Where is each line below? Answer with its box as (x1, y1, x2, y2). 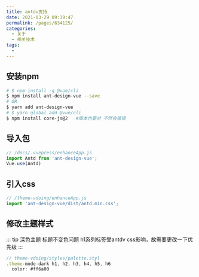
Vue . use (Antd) (6, 161, 42, 167)
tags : (6, 42, 20, 48)
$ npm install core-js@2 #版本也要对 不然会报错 (6, 115, 126, 121)
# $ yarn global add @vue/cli (6, 110, 82, 116)
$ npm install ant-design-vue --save (6, 93, 100, 99)
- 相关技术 (11, 36, 35, 42)
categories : (6, 25, 36, 32)
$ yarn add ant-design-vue (6, 104, 74, 111)
